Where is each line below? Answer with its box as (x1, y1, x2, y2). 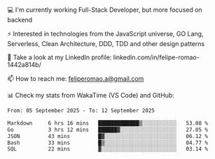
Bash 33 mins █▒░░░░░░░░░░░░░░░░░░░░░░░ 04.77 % (7, 139, 209, 146)
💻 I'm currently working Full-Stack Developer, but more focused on (7, 6, 202, 14)
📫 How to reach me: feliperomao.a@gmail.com (7, 75, 144, 82)
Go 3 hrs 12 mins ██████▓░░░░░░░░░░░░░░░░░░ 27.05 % (7, 126, 209, 133)
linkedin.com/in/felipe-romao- (113, 53, 200, 61)
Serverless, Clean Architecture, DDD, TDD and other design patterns (7, 40, 205, 47)
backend (7, 16, 33, 24)
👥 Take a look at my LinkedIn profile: (7, 53, 112, 61)
